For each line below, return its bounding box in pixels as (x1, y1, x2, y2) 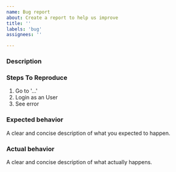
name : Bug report (6, 9, 51, 15)
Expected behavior (6, 115, 64, 124)
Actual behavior (6, 145, 55, 153)
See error (15, 100, 40, 107)
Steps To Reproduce (6, 73, 68, 82)
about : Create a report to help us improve (6, 15, 119, 21)
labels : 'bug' (6, 26, 43, 32)
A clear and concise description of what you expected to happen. (6, 129, 171, 137)
